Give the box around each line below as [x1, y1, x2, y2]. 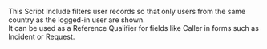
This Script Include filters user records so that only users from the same [8, 7, 246, 16]
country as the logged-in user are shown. [8, 15, 146, 24]
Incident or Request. [8, 32, 75, 41]
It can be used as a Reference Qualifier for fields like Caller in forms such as [8, 24, 259, 32]
